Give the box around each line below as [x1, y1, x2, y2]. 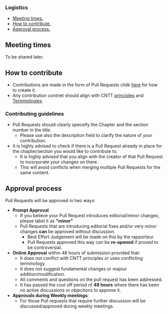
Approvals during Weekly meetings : [12, 292, 89, 298]
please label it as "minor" [19, 218, 73, 224]
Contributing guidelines [5, 110, 64, 117]
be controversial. [27, 245, 62, 251]
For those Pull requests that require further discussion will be [19, 298, 146, 304]
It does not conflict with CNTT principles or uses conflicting [19, 255, 143, 261]
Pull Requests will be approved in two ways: [5, 198, 96, 204]
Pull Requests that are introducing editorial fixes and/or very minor [19, 223, 156, 229]
